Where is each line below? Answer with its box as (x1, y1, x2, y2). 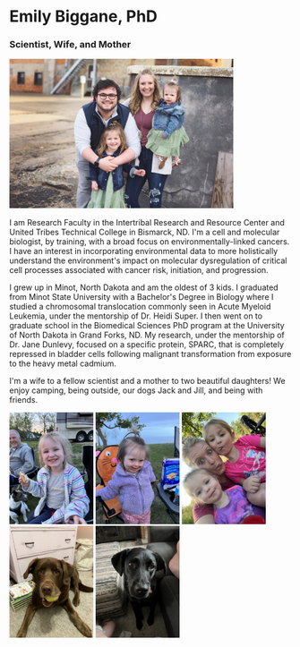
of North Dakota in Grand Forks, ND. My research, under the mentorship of (9, 329, 285, 340)
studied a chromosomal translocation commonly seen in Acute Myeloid (9, 301, 271, 311)
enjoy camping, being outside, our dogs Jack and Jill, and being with (9, 385, 263, 396)
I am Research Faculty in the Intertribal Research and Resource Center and (9, 217, 285, 227)
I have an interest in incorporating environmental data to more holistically (9, 245, 279, 256)
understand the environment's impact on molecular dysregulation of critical (9, 255, 287, 266)
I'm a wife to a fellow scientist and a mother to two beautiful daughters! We (9, 375, 286, 386)
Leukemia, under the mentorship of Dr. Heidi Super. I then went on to (9, 311, 262, 321)
